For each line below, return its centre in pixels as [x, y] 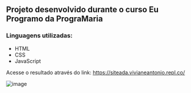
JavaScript [28, 61]
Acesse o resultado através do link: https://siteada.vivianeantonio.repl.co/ [96, 72]
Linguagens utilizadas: [39, 36]
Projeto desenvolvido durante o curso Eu [83, 10]
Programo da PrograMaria [55, 19]
